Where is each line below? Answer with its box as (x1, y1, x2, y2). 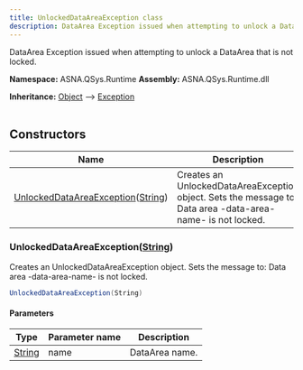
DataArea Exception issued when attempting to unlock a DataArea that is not (9, 46, 294, 57)
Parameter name (48, 330, 122, 343)
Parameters (9, 308, 54, 319)
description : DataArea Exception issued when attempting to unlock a (9, 22, 277, 31)
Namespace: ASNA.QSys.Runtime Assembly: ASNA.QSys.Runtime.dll (9, 73, 270, 84)
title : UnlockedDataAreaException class (9, 13, 164, 23)
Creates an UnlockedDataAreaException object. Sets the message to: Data (9, 261, 287, 272)
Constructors (9, 126, 87, 142)
